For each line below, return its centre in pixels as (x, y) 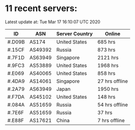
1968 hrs (108, 65)
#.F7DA (16, 97)
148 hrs (106, 97)
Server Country (74, 33)
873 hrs (106, 50)
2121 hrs (108, 58)
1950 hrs (108, 89)
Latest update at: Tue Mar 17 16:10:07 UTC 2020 (53, 22)
